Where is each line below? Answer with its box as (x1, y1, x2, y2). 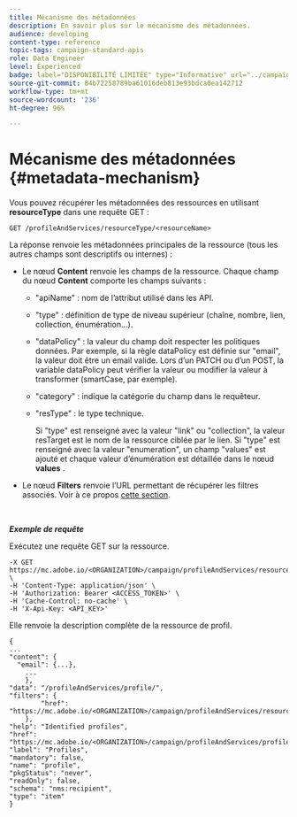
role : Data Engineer (9, 54, 86, 63)
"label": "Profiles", (9, 745, 89, 755)
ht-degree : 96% (9, 104, 65, 112)
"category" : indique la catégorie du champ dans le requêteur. (34, 391, 261, 402)
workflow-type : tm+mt (9, 87, 89, 96)
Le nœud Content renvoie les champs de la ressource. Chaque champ (21, 266, 279, 277)
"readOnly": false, (9, 776, 81, 786)
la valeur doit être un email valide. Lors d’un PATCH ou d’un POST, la (34, 355, 285, 366)
